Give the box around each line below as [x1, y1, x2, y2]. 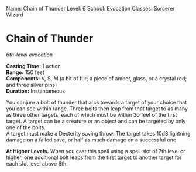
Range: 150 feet [6, 69, 45, 76]
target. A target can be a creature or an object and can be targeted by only [6, 117, 186, 124]
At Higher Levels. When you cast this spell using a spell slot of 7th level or [6, 147, 185, 154]
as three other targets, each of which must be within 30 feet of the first [6, 111, 177, 118]
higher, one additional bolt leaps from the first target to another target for [6, 154, 182, 161]
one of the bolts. [6, 123, 46, 131]
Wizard [6, 11, 23, 18]
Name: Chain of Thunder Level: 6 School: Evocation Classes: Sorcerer [6, 5, 175, 12]
